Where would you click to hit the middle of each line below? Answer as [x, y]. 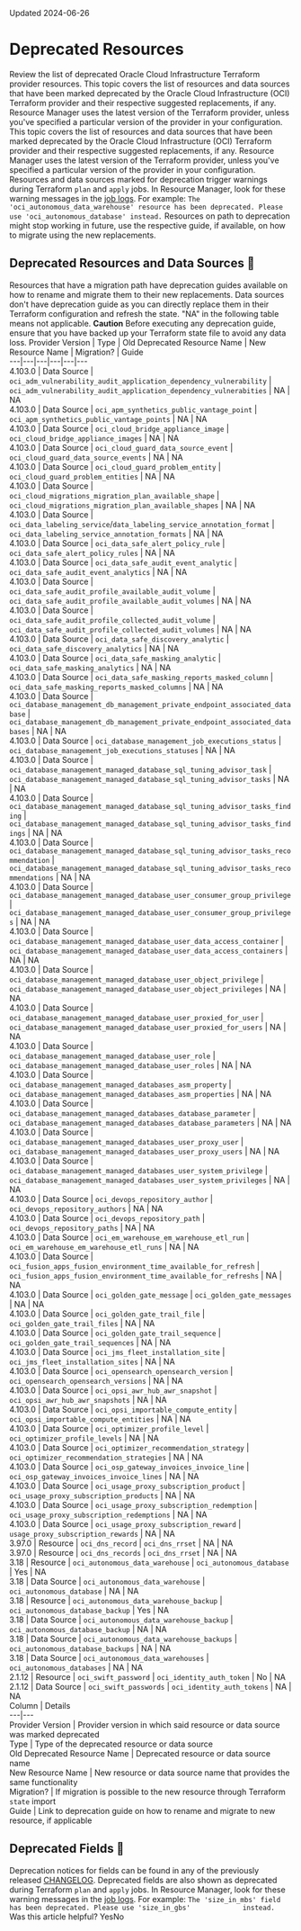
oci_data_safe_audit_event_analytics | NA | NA [98, 571]
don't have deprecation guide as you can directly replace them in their [139, 304]
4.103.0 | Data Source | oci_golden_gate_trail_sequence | [115, 1333]
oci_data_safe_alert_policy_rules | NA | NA [92, 552]
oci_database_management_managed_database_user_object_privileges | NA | [148, 988]
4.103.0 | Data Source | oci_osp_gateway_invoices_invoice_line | [129, 1467]
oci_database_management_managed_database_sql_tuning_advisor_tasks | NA [150, 778]
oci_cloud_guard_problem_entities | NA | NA [92, 476]
